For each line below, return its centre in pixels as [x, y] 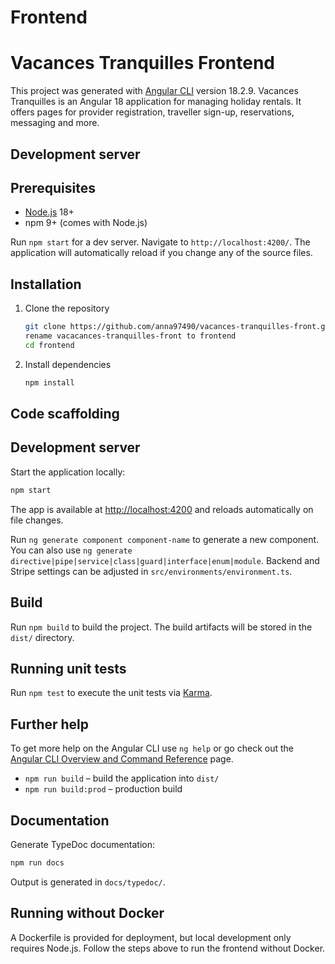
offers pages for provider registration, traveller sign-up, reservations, [152, 112]
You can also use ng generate [71, 550]
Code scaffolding [65, 414]
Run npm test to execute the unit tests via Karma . [111, 693]
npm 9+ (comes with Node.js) [86, 223]
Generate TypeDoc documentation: [83, 844]
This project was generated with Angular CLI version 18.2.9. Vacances [154, 91]
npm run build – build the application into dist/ [122, 778]
